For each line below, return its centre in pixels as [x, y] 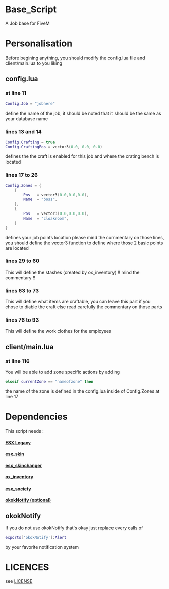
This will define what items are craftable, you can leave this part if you [78, 302]
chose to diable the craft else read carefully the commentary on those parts [84, 307]
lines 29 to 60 [22, 261]
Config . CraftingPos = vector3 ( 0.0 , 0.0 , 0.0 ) [54, 147]
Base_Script [31, 9]
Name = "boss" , [40, 200]
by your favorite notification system [42, 547]
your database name [27, 119]
